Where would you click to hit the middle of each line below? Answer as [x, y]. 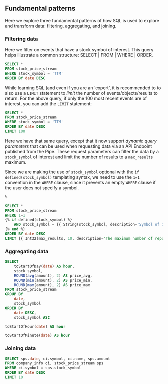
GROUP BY [14, 294]
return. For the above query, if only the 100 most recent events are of [76, 98]
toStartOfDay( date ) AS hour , [44, 267]
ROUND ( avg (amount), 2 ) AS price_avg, [53, 276]
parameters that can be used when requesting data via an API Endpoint [79, 146]
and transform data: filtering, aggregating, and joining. [61, 26]
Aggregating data [27, 251]
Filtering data [22, 39]
